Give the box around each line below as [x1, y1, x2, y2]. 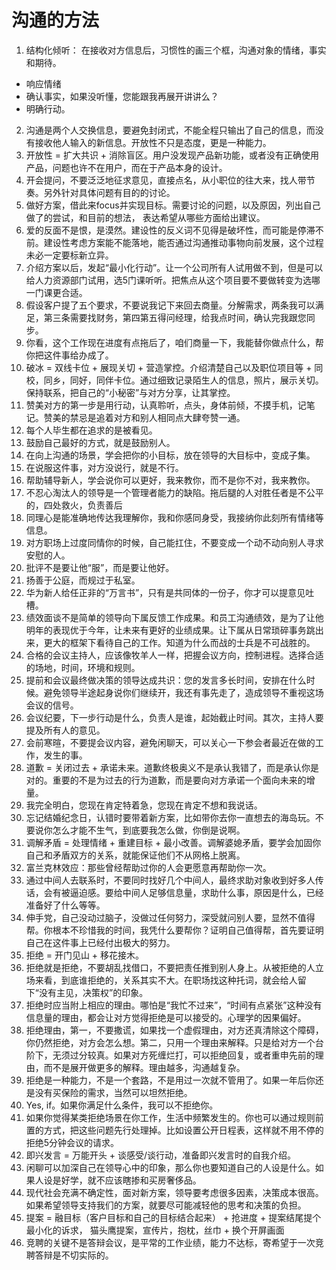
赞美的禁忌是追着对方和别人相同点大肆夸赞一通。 [43, 411, 246, 423]
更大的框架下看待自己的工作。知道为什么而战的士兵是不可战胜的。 [43, 636, 316, 648]
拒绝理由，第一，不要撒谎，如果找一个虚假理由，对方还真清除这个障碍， [25, 1024, 324, 1036]
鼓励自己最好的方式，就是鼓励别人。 [25, 436, 176, 448]
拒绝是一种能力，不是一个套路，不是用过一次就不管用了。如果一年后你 [25, 1074, 316, 1086]
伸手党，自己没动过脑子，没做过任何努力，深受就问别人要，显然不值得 [25, 911, 316, 923]
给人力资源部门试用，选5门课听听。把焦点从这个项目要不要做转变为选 [25, 274, 313, 286]
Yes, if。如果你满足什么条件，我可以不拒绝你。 [25, 1099, 219, 1111]
